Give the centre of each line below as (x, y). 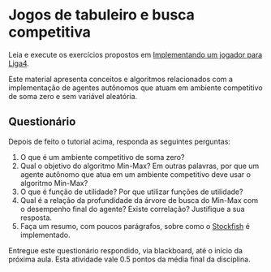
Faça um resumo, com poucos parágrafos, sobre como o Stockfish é (135, 226)
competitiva (49, 32)
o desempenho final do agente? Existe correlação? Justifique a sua (132, 209)
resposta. (36, 218)
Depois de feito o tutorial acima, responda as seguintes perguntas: (120, 141)
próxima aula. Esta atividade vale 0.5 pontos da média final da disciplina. (129, 259)
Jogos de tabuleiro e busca (101, 15)
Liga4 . (19, 63)
